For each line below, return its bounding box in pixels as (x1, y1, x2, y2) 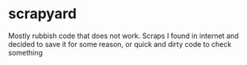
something (8, 48, 44, 57)
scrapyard (8, 5, 77, 23)
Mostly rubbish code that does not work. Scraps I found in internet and (8, 31, 239, 40)
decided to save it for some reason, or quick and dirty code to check (8, 39, 232, 48)
